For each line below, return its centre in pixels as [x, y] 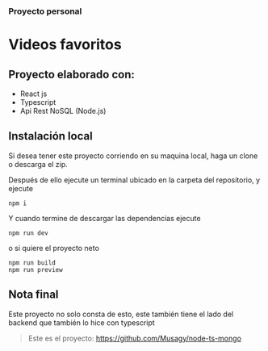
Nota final [33, 295]
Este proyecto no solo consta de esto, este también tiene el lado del [121, 314]
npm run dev [28, 233]
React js [33, 94]
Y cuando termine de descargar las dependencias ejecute [105, 218]
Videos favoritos [65, 45]
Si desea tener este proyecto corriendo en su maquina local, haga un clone [133, 156]
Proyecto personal [45, 11]
